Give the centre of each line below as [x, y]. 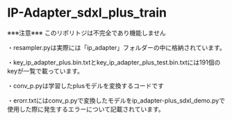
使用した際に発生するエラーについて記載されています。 [86, 109]
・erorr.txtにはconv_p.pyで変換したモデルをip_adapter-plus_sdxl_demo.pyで [116, 100]
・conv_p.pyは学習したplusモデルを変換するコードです [86, 85]
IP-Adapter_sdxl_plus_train [87, 13]
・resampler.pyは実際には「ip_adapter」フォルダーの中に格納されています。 [116, 47]
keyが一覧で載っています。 [45, 71]
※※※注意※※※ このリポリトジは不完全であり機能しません [87, 33]
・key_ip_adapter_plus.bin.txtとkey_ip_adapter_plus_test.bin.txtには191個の [114, 62]
